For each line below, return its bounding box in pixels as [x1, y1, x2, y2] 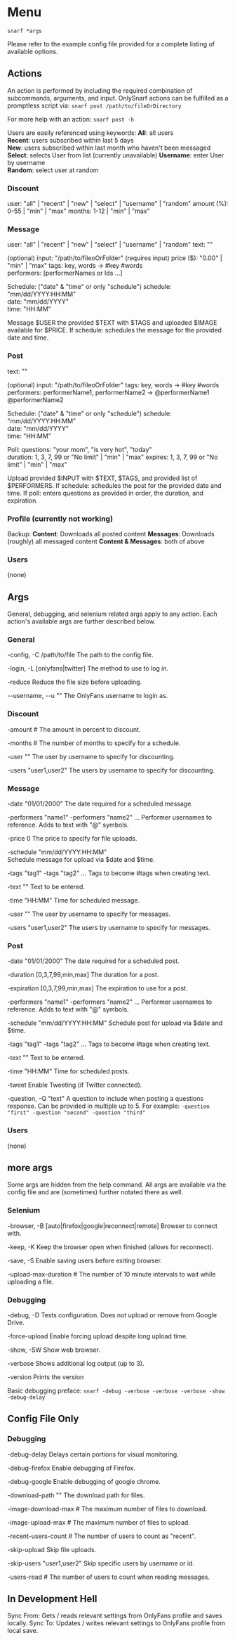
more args [7, 1161, 53, 1174]
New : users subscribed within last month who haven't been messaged [7, 143, 211, 152]
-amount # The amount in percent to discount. [7, 725, 141, 733]
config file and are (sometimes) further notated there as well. [7, 1188, 184, 1196]
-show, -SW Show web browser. [7, 1345, 100, 1354]
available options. [7, 47, 58, 56]
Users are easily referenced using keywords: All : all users [7, 128, 174, 137]
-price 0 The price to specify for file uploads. [7, 834, 137, 842]
